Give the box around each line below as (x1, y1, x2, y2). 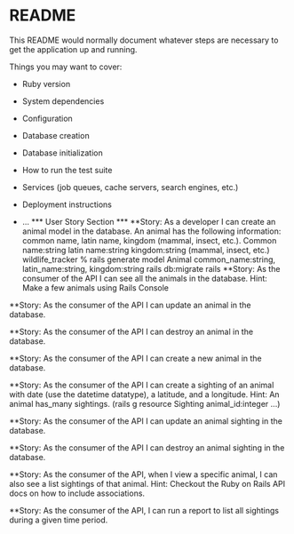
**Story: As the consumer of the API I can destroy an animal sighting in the (9, 442, 285, 453)
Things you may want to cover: (9, 61, 123, 72)
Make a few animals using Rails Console (21, 282, 170, 293)
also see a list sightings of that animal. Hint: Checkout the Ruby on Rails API (9, 478, 286, 489)
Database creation (21, 130, 91, 140)
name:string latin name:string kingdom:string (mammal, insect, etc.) (21, 244, 270, 255)
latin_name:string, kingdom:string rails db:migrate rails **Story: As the (21, 263, 281, 274)
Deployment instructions (21, 199, 113, 210)
